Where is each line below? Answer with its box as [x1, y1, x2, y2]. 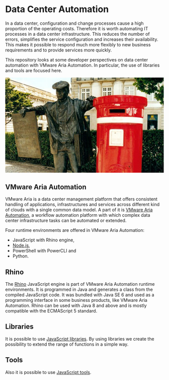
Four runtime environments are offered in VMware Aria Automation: [5, 227, 145, 233]
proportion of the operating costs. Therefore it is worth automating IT [5, 25, 148, 31]
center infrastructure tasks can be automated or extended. [5, 218, 127, 224]
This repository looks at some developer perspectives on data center [5, 56, 148, 62]
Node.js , [12, 242, 30, 248]
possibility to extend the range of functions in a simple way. [5, 341, 129, 347]
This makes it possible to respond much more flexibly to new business [5, 41, 151, 47]
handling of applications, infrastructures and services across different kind [5, 202, 160, 208]
